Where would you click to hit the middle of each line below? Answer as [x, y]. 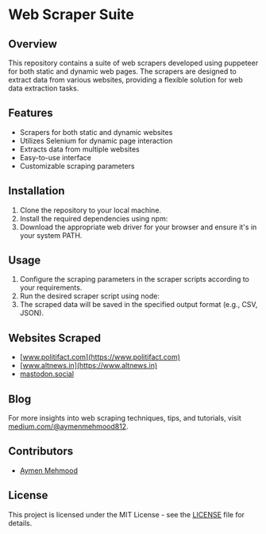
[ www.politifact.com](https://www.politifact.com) [100, 357]
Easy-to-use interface [56, 157]
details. [20, 523]
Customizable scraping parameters [77, 166]
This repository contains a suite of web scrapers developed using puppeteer [133, 63]
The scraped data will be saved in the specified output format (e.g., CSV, [139, 305]
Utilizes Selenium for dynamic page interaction [96, 140]
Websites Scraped [55, 338]
